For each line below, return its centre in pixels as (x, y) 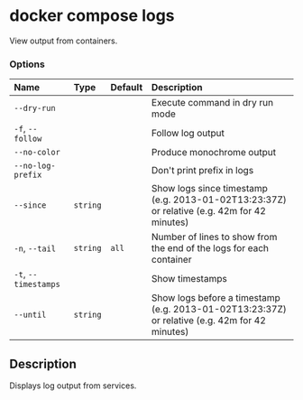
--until (30, 315)
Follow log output (188, 134)
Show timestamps (189, 279)
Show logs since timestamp (210, 189)
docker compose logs (92, 16)
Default (127, 88)
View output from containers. (64, 41)
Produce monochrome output (214, 153)
